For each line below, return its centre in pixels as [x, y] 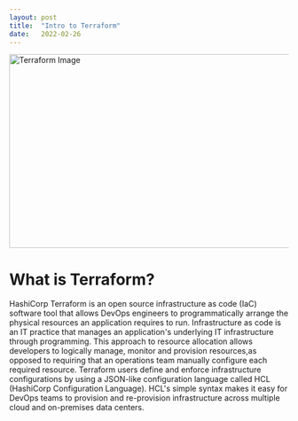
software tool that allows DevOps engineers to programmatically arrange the [149, 313]
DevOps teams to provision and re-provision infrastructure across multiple [145, 398]
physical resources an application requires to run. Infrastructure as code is [145, 323]
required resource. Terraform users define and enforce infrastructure [135, 370]
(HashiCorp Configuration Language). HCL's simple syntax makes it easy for [149, 389]
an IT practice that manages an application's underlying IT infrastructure [141, 332]
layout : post [33, 17]
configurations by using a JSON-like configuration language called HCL [140, 379]
